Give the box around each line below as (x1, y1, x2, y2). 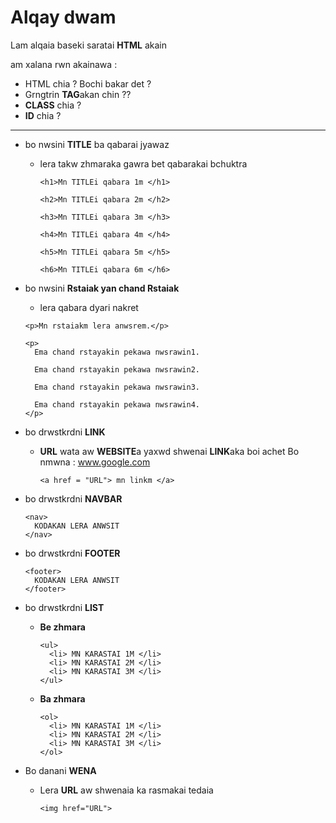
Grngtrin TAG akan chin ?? (24, 88, 132, 100)
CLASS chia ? (24, 99, 82, 111)
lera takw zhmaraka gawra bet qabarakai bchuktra (39, 157, 248, 170)
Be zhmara (39, 621, 86, 633)
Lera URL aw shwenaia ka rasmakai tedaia (39, 784, 214, 796)
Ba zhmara (39, 692, 86, 705)
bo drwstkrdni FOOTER (24, 547, 121, 559)
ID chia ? (24, 109, 62, 121)
